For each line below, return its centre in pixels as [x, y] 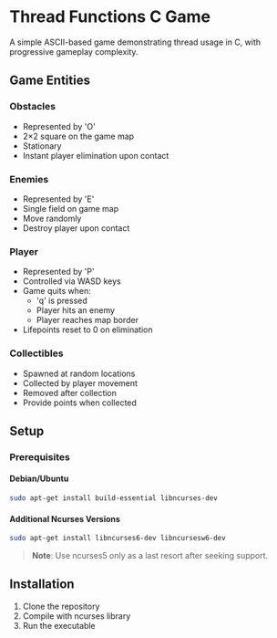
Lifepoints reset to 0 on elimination [87, 329]
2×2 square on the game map [78, 136]
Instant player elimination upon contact [96, 155]
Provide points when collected [79, 403]
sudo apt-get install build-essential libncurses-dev [114, 498]
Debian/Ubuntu [39, 479]
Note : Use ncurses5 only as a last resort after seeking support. [150, 555]
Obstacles [33, 107]
